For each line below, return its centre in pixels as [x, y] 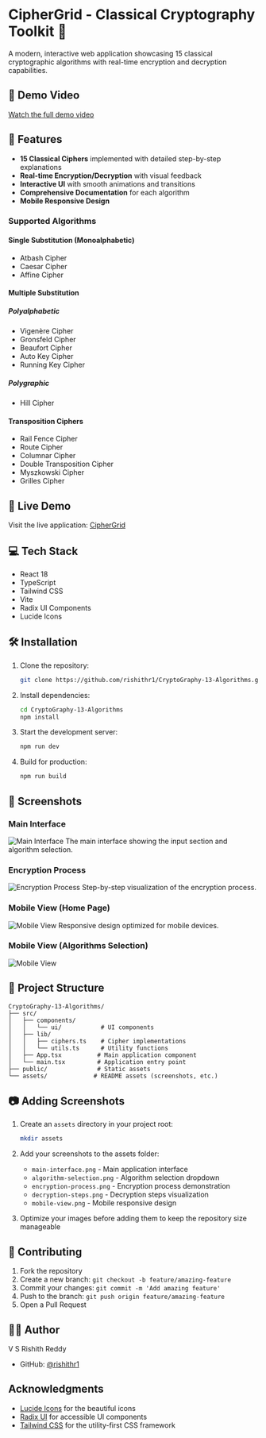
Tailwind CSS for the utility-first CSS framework [98, 1425]
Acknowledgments [56, 1389]
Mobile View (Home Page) [59, 908]
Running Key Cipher [52, 365]
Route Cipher [41, 447]
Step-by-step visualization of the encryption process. [169, 888]
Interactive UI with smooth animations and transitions [108, 183]
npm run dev [39, 747]
